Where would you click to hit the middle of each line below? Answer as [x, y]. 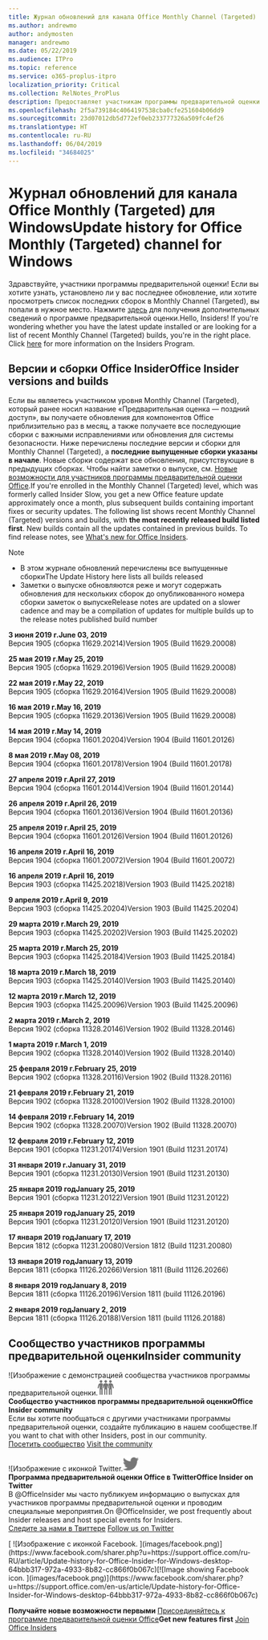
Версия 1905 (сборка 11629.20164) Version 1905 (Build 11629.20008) [122, 691]
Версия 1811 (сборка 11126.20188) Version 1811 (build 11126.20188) [117, 1318]
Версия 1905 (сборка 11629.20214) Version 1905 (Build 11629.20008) [122, 643]
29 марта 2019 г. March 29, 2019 [64, 924]
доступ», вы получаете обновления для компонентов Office [111, 418]
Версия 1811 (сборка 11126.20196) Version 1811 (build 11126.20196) [117, 1294]
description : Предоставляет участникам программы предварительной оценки [134, 102]
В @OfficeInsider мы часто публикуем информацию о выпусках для [124, 1495]
